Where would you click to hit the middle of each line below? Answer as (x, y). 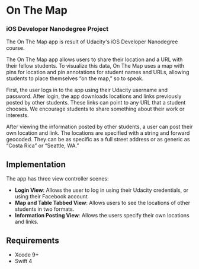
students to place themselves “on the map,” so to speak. (75, 78)
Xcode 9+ (27, 255)
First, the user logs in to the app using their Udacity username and (87, 90)
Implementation (36, 164)
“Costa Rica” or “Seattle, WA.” (43, 145)
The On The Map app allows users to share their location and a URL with (94, 59)
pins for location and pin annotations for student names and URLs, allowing (98, 72)
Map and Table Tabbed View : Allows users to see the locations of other (102, 203)
